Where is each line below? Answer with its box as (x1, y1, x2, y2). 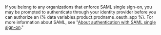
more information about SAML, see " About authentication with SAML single (5, 19, 156, 25)
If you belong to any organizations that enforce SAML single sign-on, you (5, 4, 152, 10)
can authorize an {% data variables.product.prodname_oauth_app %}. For (5, 14, 154, 20)
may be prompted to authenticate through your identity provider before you (5, 9, 157, 15)
